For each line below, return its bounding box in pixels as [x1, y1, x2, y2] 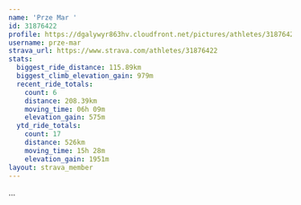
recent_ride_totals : [16, 80, 93, 89]
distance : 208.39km [24, 96, 98, 106]
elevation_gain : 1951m [24, 154, 110, 164]
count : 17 [24, 130, 62, 139]
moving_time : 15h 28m [24, 146, 105, 155]
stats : [8, 55, 33, 64]
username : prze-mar [8, 38, 82, 47]
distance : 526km [24, 138, 86, 147]
